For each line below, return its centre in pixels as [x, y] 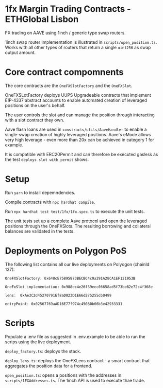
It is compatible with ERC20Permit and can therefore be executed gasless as [81, 154]
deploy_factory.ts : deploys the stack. [43, 351]
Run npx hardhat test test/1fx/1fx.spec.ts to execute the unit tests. [75, 211]
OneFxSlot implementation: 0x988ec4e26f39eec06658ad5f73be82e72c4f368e [79, 287]
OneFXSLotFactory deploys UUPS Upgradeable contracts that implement [78, 95]
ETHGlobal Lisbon [42, 19]
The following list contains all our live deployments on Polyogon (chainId [77, 264]
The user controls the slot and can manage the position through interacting [80, 115]
